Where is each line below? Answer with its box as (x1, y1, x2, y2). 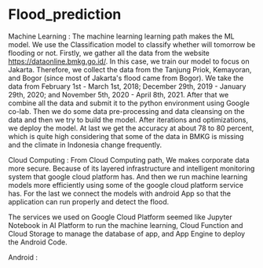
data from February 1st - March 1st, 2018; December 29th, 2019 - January (8, 81, 247, 91)
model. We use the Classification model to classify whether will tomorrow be (8, 39, 256, 49)
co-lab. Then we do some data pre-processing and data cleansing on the (8, 106, 245, 116)
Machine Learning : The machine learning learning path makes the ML (8, 31, 235, 41)
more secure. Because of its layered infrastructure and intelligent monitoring (8, 163, 255, 173)
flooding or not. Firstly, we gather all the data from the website (8, 48, 210, 57)
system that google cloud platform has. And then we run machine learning (8, 171, 248, 182)
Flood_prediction (8, 6, 122, 24)
